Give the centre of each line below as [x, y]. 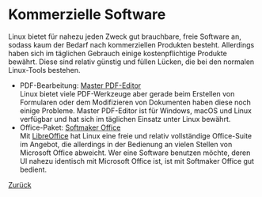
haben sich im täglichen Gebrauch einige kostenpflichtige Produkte [118, 53]
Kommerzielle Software [87, 15]
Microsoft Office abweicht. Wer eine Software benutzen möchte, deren [135, 153]
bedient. [33, 169]
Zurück [20, 184]
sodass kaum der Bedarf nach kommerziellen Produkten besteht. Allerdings [131, 44]
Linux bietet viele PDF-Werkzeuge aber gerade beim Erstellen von [127, 93]
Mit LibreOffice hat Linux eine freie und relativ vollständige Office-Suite [135, 135]
